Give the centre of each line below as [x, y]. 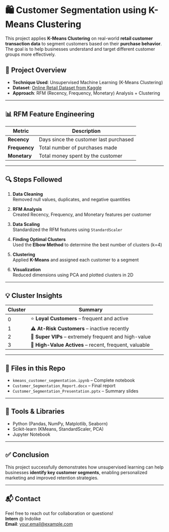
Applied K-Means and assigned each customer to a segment [76, 260]
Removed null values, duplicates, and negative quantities [71, 199]
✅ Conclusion [27, 455]
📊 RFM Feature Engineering [50, 114]
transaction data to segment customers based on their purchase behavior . [83, 43]
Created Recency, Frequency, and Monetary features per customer [82, 214]
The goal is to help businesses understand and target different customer [80, 49]
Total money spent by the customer [81, 156]
